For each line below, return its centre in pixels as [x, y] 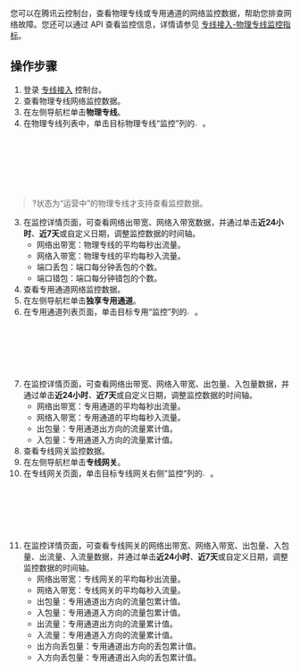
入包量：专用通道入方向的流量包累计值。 [111, 612]
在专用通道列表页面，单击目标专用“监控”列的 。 [113, 311]
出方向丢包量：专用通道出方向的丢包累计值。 [119, 646]
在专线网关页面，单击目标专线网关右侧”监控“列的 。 [121, 473]
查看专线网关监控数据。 [66, 451]
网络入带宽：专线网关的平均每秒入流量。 [111, 590]
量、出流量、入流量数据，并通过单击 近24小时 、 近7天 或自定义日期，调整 [156, 556]
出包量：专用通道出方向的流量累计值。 [107, 429]
